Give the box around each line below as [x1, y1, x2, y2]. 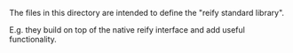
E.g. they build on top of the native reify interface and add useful [9, 25, 246, 34]
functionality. [9, 34, 58, 44]
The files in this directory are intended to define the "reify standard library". [9, 8, 285, 18]
